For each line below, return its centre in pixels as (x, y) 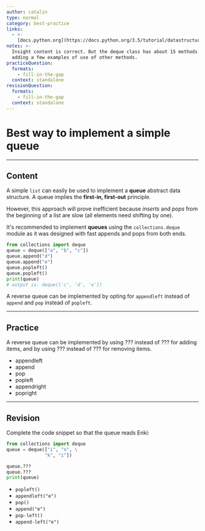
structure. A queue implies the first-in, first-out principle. (79, 197)
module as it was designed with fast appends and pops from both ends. (97, 234)
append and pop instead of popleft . (49, 303)
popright (26, 393)
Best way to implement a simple (88, 133)
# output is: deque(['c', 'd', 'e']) (54, 284)
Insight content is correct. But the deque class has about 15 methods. (106, 52)
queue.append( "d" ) (30, 256)
